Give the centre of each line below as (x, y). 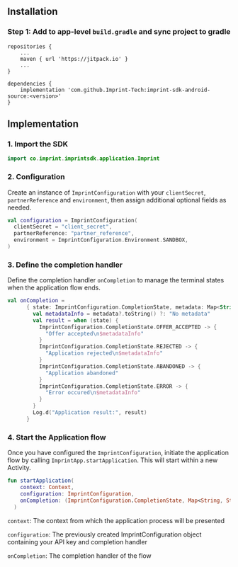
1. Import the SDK (38, 144)
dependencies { (30, 84)
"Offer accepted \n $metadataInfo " (94, 333)
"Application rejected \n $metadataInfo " (104, 353)
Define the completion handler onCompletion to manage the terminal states (116, 280)
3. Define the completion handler (65, 265)
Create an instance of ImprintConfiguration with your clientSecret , (107, 192)
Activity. (19, 468)
